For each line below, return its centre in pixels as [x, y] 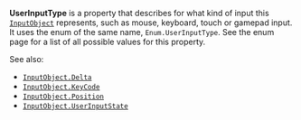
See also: [27, 59]
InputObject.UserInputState [75, 106]
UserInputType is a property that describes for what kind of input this [139, 13]
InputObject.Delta [57, 78]
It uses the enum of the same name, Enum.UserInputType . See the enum [142, 32]
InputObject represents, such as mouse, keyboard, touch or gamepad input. [151, 23]
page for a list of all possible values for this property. [108, 42]
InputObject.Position [63, 97]
